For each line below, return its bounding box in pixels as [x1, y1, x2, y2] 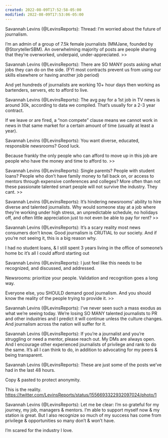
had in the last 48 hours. [5, 367, 55, 373]
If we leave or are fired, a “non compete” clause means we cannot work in [5, 117, 157, 123]
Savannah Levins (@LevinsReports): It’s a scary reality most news [5, 224, 141, 230]
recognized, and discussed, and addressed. [5, 265, 96, 271]
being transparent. [5, 352, 43, 358]
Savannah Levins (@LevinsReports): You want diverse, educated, [5, 137, 140, 143]
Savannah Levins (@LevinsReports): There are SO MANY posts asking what [5, 61, 161, 67]
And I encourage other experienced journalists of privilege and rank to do [5, 341, 156, 347]
